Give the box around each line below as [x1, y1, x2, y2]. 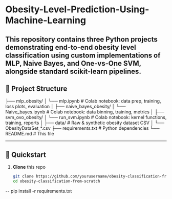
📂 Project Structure [5, 84, 68, 93]
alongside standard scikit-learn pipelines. [5, 67, 142, 75]
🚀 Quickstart [5, 150, 46, 159]
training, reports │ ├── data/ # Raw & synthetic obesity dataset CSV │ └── [5, 120, 165, 126]
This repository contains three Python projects [5, 35, 158, 44]
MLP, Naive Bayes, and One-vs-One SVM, [5, 59, 142, 68]
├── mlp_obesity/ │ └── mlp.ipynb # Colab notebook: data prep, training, [5, 98, 161, 104]
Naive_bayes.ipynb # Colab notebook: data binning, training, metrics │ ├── [5, 109, 165, 115]
